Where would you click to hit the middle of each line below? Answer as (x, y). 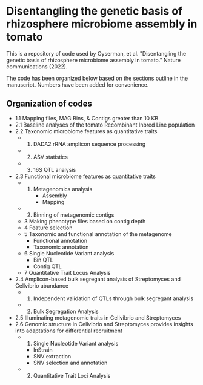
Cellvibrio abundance (42, 285)
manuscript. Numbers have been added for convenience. (78, 84)
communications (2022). (37, 66)
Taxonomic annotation (61, 247)
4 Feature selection (48, 228)
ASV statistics (51, 157)
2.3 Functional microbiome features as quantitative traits (85, 176)
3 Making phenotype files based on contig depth (85, 221)
